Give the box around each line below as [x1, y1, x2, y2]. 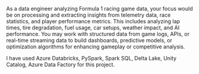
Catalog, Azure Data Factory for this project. [6, 61, 115, 68]
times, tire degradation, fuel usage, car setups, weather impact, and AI [6, 24, 180, 31]
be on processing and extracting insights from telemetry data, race [6, 11, 171, 18]
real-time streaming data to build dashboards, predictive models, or [6, 37, 173, 44]
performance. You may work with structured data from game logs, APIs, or [6, 30, 190, 38]
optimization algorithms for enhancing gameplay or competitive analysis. [6, 43, 185, 50]
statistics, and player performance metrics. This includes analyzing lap [6, 18, 180, 24]
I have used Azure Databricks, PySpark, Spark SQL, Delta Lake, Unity [6, 55, 177, 61]
